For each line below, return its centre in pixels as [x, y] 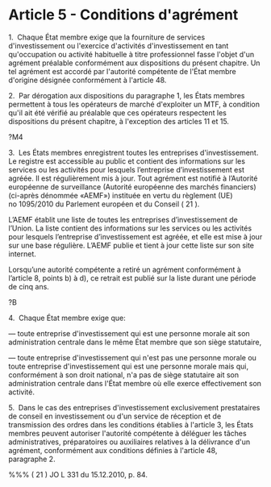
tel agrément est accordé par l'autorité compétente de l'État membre [122, 71]
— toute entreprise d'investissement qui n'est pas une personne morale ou [132, 357]
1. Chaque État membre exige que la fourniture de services [107, 37]
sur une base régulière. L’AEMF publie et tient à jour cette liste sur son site [131, 245]
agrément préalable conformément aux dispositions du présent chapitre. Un [134, 63]
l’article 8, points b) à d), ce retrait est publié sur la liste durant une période [132, 278]
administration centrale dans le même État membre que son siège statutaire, [135, 342]
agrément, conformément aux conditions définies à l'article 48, [113, 450]
